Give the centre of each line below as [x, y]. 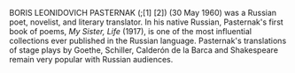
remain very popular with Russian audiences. [91, 59]
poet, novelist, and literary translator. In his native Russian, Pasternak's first [146, 22]
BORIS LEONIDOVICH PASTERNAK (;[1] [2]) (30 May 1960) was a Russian [143, 13]
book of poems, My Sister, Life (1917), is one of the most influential [131, 31]
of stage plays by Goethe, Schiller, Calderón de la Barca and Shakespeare [144, 50]
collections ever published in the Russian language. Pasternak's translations [148, 40]
